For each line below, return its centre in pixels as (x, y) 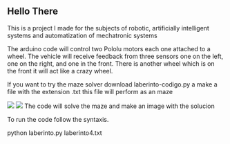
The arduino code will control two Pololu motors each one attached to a (109, 48)
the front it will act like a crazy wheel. (60, 71)
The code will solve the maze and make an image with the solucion (119, 106)
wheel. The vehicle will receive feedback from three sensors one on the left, (115, 56)
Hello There (33, 11)
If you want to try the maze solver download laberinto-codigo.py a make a (112, 84)
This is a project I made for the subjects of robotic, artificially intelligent (108, 28)
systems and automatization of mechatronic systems (82, 35)
